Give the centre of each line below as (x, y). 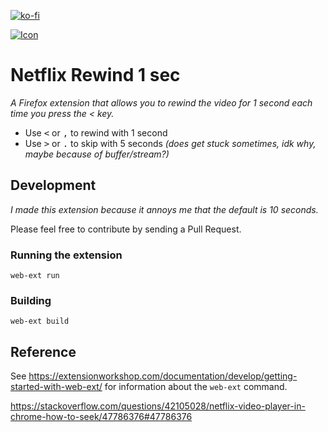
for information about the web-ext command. (196, 387)
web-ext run (35, 276)
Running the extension (66, 255)
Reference (43, 351)
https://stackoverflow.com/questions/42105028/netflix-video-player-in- (158, 406)
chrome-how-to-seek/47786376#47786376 (101, 417)
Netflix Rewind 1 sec (95, 75)
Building (31, 300)
